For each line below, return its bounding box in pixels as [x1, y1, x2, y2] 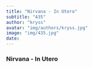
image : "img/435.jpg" [6, 30, 59, 36]
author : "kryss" [6, 19, 46, 25]
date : [6, 36, 19, 41]
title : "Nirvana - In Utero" [6, 8, 78, 15]
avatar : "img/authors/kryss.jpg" [6, 24, 88, 31]
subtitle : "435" [6, 14, 46, 20]
